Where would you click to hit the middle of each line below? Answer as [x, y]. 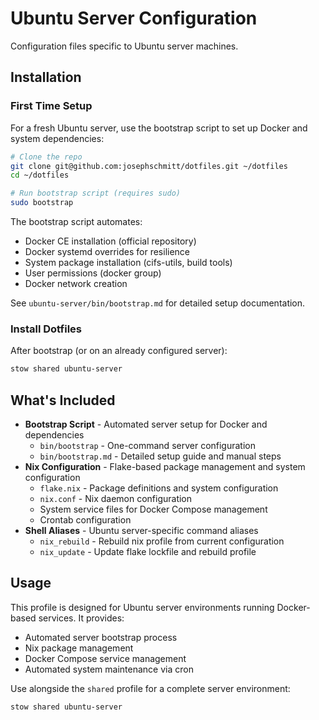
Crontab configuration [85, 519]
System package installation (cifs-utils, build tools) [128, 262]
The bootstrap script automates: [76, 221]
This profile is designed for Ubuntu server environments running [142, 607]
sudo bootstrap [42, 203]
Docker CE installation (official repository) [110, 241]
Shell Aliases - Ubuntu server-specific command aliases [141, 530]
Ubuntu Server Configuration [134, 18]
